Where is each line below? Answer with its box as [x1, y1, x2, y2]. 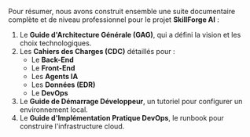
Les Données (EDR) [31, 80, 96, 89]
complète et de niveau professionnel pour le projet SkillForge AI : [8, 15, 220, 24]
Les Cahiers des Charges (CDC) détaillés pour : [19, 47, 175, 56]
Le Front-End [31, 63, 75, 73]
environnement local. [19, 105, 88, 114]
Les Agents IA [31, 72, 79, 81]
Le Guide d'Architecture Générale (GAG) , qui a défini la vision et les [19, 31, 241, 39]
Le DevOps [31, 88, 68, 97]
